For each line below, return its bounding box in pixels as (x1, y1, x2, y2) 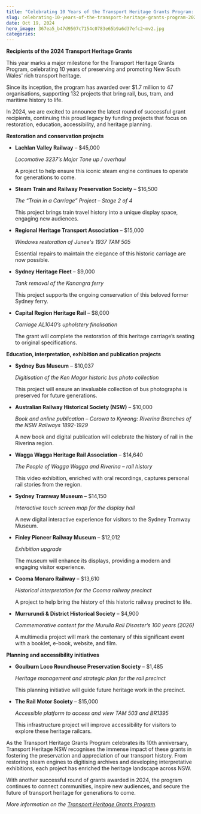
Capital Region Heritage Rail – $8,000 (14, 309, 109, 317)
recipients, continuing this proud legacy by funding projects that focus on (6, 115, 187, 122)
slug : (6, 14, 20, 20)
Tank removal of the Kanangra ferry (14, 280, 104, 287)
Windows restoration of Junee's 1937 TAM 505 (14, 238, 131, 246)
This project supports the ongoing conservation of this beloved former (14, 291, 189, 299)
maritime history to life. (6, 97, 63, 104)
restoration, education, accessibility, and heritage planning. (6, 121, 153, 128)
